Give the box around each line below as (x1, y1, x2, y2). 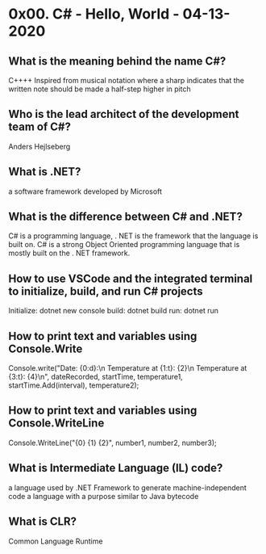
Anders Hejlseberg (8, 141, 71, 151)
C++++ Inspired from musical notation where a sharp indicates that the (8, 76, 244, 85)
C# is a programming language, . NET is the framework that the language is (8, 231, 259, 241)
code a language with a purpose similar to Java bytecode (8, 491, 199, 501)
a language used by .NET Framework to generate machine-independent (8, 482, 247, 493)
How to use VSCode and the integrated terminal (8, 271, 253, 285)
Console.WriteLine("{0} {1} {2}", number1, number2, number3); (8, 438, 218, 447)
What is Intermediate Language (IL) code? (8, 461, 223, 475)
